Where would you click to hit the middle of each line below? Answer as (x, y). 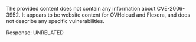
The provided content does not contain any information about (81, 9)
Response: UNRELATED (35, 33)
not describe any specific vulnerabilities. (55, 21)
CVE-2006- (171, 9)
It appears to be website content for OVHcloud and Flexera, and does (106, 15)
